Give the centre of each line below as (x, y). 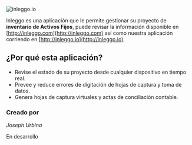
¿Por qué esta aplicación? (54, 58)
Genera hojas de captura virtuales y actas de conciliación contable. (96, 97)
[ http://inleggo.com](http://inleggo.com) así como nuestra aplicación (90, 33)
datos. (22, 91)
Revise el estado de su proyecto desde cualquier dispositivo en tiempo (100, 72)
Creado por (23, 112)
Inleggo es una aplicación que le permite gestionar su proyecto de (86, 20)
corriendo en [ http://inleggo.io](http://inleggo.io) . (66, 39)
